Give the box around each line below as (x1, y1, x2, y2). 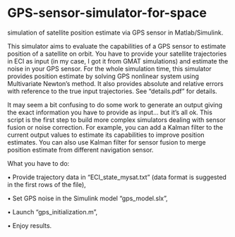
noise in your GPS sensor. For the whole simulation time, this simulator (7, 64, 212, 73)
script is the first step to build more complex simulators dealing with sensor (7, 115, 226, 124)
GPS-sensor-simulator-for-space (7, 5, 207, 21)
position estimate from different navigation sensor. (7, 145, 154, 154)
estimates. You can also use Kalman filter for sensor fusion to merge (7, 138, 206, 146)
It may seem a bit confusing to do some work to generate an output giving (7, 100, 223, 109)
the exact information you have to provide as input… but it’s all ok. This (7, 108, 213, 116)
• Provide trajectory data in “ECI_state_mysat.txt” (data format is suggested (7, 173, 227, 181)
